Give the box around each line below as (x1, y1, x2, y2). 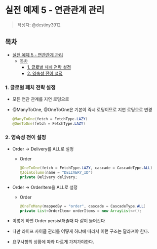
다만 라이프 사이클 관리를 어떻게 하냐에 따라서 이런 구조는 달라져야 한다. (12, 228, 150, 234)
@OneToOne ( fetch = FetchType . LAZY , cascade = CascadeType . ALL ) (19, 165, 153, 171)
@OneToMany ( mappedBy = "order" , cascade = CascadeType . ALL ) (19, 203, 146, 208)
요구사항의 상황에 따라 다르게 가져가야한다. (12, 239, 95, 245)
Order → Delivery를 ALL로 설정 (12, 146, 74, 152)
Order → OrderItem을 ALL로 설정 (12, 184, 78, 190)
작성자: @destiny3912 (17, 22, 61, 28)
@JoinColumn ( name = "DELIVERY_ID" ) (19, 170, 93, 175)
